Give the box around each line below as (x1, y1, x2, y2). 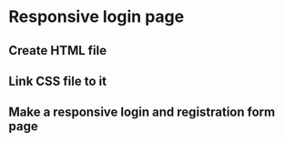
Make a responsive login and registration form (8, 105, 276, 120)
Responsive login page (8, 6, 185, 27)
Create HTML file (8, 43, 106, 58)
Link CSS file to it (8, 73, 106, 88)
